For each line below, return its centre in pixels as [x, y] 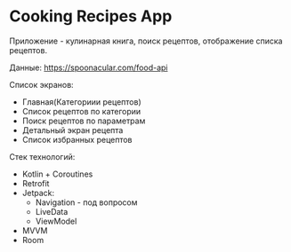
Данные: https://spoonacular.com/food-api [89, 67]
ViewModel [56, 221]
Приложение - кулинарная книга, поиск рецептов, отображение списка [146, 41]
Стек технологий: [42, 156]
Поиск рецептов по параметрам [84, 121]
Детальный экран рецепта [73, 130]
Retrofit [36, 183]
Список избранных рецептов [77, 139]
